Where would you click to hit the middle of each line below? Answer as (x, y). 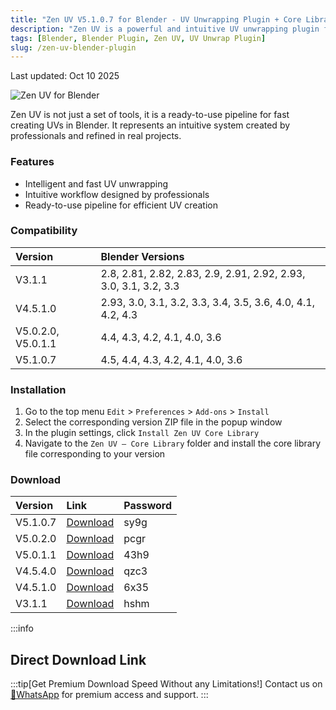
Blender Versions (142, 256)
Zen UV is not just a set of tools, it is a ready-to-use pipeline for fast (150, 115)
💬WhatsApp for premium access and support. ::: (109, 695)
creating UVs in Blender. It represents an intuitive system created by (150, 125)
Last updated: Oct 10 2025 (65, 76)
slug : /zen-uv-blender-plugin (73, 47)
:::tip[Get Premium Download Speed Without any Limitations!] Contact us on (166, 684)
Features (32, 162)
